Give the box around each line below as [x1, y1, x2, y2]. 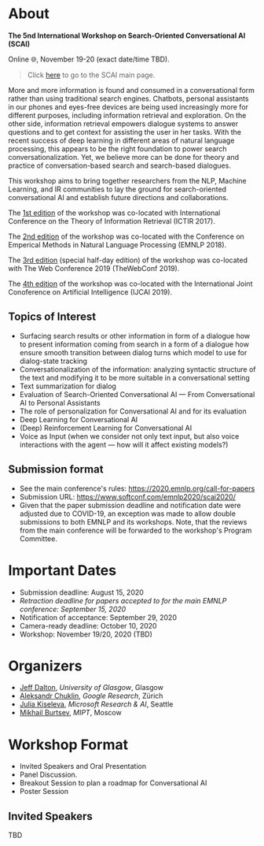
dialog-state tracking [19, 356, 88, 365]
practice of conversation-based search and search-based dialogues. [8, 161, 232, 170]
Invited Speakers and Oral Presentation [19, 762, 147, 771]
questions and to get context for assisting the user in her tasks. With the [8, 127, 242, 136]
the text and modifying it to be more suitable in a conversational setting [19, 373, 250, 382]
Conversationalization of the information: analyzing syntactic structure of [19, 364, 257, 374]
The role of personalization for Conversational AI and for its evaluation [19, 406, 247, 416]
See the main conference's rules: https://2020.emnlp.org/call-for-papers [19, 484, 255, 493]
